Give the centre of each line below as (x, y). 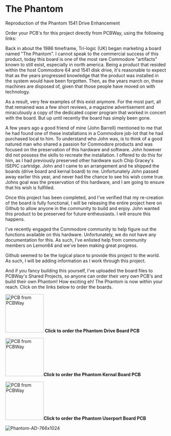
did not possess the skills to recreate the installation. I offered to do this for (84, 155)
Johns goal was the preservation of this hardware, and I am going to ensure (85, 182)
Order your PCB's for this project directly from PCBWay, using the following (84, 33)
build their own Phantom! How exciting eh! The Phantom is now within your (84, 281)
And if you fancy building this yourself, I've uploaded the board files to (79, 270)
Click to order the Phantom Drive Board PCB (92, 331)
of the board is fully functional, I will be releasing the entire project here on (84, 203)
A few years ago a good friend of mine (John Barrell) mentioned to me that (84, 128)
